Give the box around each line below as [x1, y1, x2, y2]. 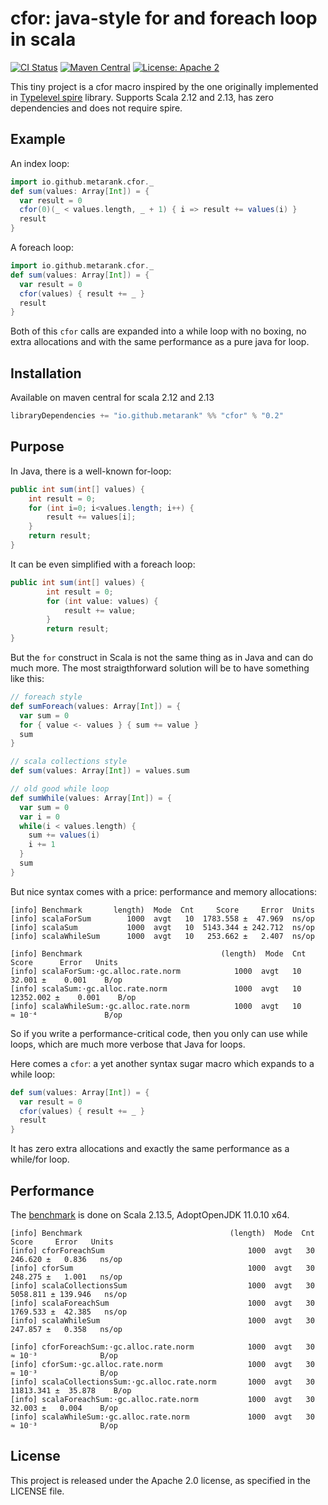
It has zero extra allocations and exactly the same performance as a [10, 1143, 290, 1155]
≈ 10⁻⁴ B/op [10, 1010, 123, 1020]
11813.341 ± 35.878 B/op [10, 1385, 132, 1396]
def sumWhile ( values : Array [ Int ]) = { [10, 793, 172, 803]
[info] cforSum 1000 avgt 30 [10, 1263, 315, 1273]
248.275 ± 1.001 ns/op [10, 1272, 123, 1282]
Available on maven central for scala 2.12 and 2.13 [10, 392, 215, 404]
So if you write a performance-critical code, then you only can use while [10, 1027, 308, 1039]
